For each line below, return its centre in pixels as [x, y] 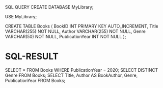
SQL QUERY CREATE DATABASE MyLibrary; [49, 7]
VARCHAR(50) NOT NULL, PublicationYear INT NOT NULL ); [66, 37]
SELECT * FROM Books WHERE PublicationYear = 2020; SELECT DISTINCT [81, 70]
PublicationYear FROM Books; [35, 80]
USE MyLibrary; [21, 16]
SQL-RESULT [32, 57]
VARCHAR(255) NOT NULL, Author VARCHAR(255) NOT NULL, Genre [75, 31]
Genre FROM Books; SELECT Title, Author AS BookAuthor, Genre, [71, 75]
